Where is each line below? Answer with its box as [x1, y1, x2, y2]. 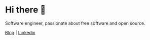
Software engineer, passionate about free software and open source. [5, 20, 146, 26]
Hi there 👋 [5, 4, 46, 15]
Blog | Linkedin [5, 29, 36, 35]
